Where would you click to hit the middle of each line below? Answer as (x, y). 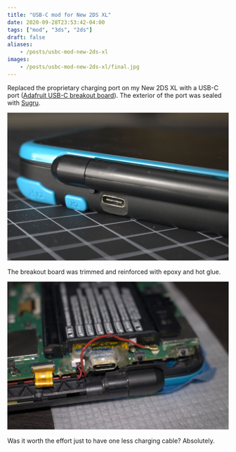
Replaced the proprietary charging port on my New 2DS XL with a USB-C (113, 87)
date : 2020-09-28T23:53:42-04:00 (56, 22)
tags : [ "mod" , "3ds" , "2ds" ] (50, 30)
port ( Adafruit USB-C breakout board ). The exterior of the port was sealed (114, 95)
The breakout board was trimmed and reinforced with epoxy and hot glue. (114, 272)
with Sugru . (24, 103)
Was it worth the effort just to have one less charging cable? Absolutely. (111, 441)
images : (19, 60)
